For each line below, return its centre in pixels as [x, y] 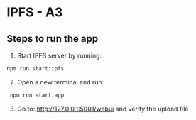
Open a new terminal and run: [60, 82]
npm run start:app [37, 95]
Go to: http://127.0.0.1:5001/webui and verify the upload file [103, 109]
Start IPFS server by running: [59, 55]
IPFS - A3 [35, 12]
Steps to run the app [53, 39]
